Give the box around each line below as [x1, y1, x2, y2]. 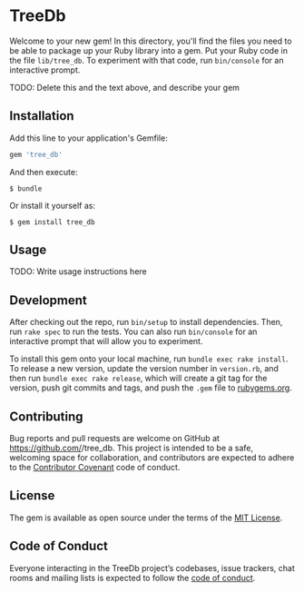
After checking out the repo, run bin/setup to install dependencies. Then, [9, 317, 283, 328]
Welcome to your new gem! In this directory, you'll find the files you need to [9, 35, 292, 46]
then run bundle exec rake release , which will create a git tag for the [9, 373, 268, 384]
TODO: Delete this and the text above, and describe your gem [9, 82, 240, 93]
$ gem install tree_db [9, 217, 95, 227]
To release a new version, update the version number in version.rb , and [9, 363, 279, 374]
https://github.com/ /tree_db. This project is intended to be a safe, [9, 442, 254, 454]
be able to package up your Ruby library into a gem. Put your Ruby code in [9, 44, 289, 55]
